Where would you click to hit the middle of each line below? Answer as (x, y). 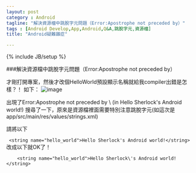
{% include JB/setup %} (36, 57)
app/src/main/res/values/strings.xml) (52, 117)
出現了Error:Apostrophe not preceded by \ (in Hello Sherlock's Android (94, 102)
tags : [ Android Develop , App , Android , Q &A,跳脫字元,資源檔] (79, 29)
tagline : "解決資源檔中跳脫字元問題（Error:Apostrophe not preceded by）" (96, 23)
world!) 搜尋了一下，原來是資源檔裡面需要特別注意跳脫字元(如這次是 (91, 110)
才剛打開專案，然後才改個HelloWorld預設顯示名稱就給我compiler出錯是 (94, 82)
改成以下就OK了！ (29, 147)
